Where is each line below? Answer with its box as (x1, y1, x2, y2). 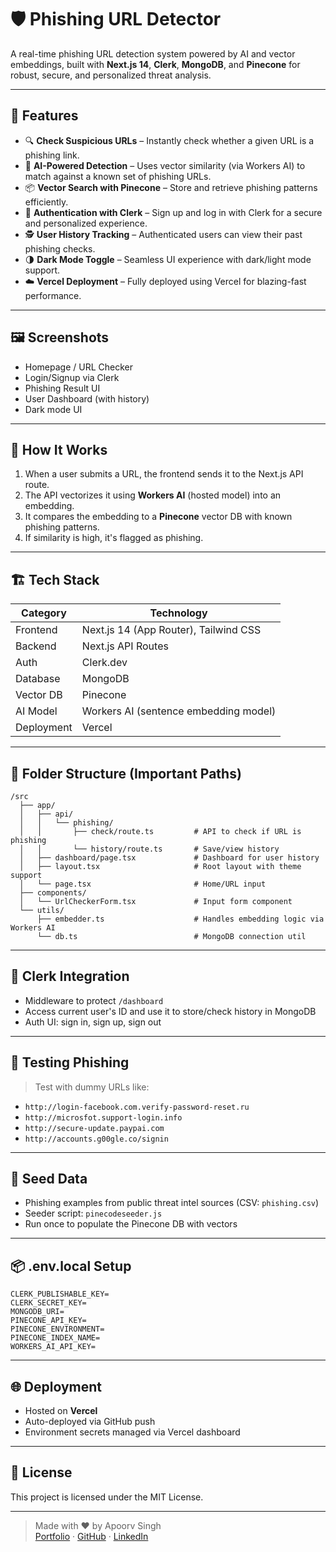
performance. (24, 289, 82, 301)
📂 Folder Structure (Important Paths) (10, 765, 242, 782)
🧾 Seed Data (10, 1171, 88, 1188)
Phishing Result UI (24, 382, 101, 394)
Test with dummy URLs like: (34, 1081, 150, 1093)
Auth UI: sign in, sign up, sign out (24, 1016, 162, 1028)
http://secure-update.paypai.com (24, 1123, 165, 1133)
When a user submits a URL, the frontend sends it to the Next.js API (24, 468, 304, 480)
